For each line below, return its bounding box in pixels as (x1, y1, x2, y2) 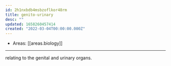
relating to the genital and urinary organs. (5, 55, 92, 61)
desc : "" (5, 17, 24, 22)
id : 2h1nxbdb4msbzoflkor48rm (5, 7, 67, 13)
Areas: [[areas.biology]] (12, 40, 63, 46)
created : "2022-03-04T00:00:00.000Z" (5, 26, 85, 31)
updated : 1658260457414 (5, 21, 56, 27)
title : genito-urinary (5, 12, 53, 17)
